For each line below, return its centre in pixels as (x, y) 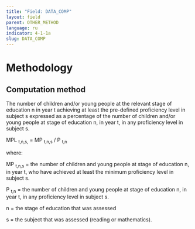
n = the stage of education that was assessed (61, 208)
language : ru (22, 28)
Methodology (40, 68)
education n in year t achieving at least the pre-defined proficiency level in (96, 110)
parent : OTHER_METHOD (32, 22)
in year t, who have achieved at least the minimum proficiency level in (90, 171)
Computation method (46, 90)
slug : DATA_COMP (26, 39)
